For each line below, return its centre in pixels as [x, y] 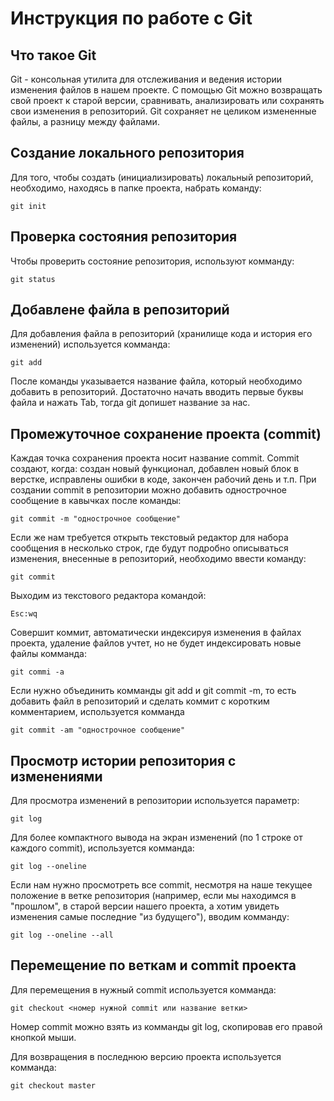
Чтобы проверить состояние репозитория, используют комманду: [152, 261]
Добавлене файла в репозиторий [120, 310]
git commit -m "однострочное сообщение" [96, 519]
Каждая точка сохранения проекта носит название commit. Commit [155, 458]
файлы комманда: [49, 654]
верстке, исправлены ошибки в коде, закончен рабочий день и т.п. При [163, 479]
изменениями [56, 776]
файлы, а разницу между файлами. [85, 121]
